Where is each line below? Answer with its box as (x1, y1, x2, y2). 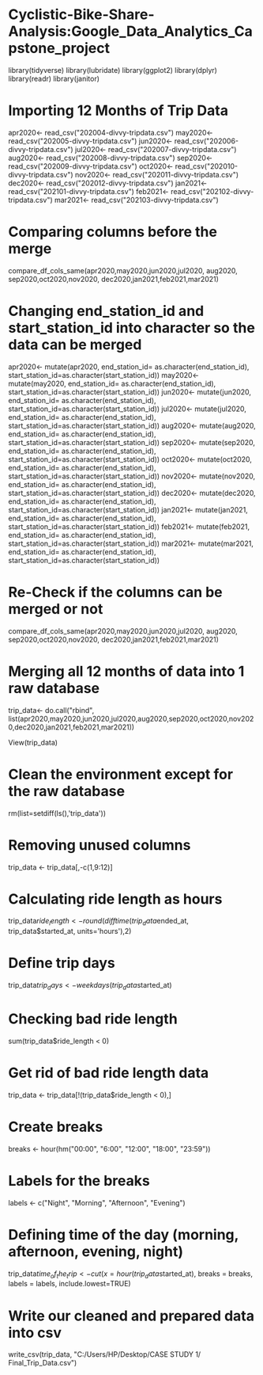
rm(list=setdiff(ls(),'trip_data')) (8, 808, 107, 817)
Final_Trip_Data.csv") (8, 1358, 77, 1368)
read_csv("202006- (174, 136, 239, 146)
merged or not (8, 600, 103, 618)
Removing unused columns (8, 836, 191, 854)
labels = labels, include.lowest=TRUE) (8, 1279, 132, 1289)
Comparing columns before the (8, 223, 217, 241)
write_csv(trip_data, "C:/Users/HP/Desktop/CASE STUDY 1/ (8, 1350, 201, 1359)
